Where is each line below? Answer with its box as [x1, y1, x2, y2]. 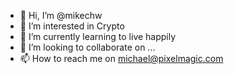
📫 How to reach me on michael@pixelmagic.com [19, 53, 224, 64]
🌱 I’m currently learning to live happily [19, 31, 177, 42]
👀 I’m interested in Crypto [19, 20, 125, 32]
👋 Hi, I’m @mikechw [19, 10, 103, 21]
